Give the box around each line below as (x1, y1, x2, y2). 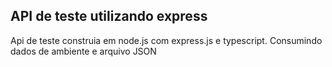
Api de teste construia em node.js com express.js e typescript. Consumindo (10, 34, 323, 46)
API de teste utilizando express (10, 8, 208, 25)
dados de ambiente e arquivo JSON (10, 45, 157, 57)
